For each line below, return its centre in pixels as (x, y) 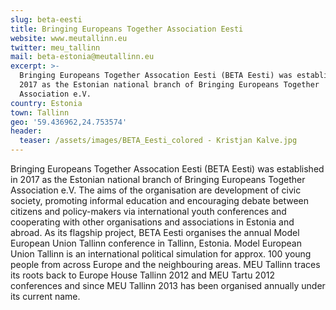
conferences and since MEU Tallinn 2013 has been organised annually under (168, 285)
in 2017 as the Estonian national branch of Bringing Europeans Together (158, 179)
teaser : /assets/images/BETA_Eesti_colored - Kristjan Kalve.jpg (158, 141)
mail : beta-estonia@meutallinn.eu (82, 57)
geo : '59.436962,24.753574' (69, 122)
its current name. (45, 296)
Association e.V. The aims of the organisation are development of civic (156, 190)
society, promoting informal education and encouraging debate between (160, 200)
